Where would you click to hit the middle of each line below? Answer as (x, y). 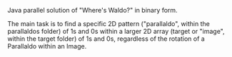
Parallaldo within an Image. (47, 46)
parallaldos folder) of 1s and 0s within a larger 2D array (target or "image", (116, 31)
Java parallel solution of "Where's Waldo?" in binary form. (92, 10)
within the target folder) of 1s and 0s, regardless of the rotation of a (106, 39)
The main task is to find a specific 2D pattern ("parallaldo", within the (109, 24)
